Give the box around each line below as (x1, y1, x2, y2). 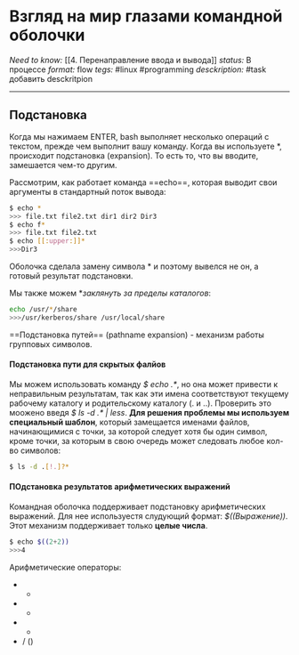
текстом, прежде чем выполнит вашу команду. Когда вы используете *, (9, 141, 282, 151)
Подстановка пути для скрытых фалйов (9, 359, 166, 370)
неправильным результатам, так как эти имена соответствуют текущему (9, 388, 289, 399)
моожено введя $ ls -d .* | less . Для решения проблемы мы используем (9, 407, 290, 417)
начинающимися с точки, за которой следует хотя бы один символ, (9, 425, 268, 437)
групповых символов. (9, 338, 93, 349)
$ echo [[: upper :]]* (9, 237, 86, 246)
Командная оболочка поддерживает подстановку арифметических (9, 501, 266, 513)
